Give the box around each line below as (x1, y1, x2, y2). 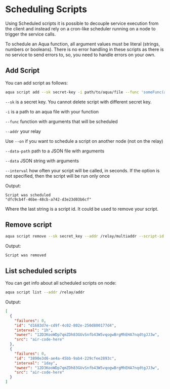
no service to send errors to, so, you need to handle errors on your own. (5, 52, 156, 58)
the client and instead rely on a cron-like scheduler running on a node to (5, 25, 156, 31)
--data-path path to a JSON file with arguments (5, 148, 105, 154)
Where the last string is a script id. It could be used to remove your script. (5, 206, 158, 212)
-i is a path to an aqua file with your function (5, 108, 99, 114)
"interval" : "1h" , (14, 328, 53, 333)
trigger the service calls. (5, 31, 56, 37)
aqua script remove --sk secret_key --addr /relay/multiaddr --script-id (5, 234, 164, 239)
